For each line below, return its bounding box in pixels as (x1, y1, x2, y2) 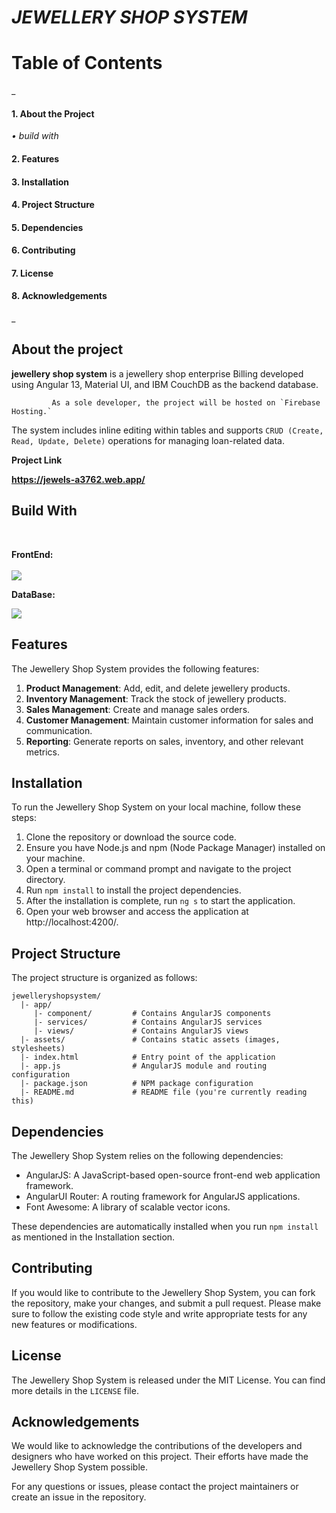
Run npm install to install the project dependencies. (25, 884, 242, 896)
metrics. (25, 746, 61, 758)
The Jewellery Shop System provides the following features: (11, 662, 260, 675)
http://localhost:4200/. (25, 916, 119, 928)
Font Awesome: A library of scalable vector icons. (25, 1201, 231, 1213)
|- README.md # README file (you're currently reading (20, 1087, 308, 1098)
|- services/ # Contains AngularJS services (33, 1017, 263, 1028)
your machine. (25, 852, 86, 865)
